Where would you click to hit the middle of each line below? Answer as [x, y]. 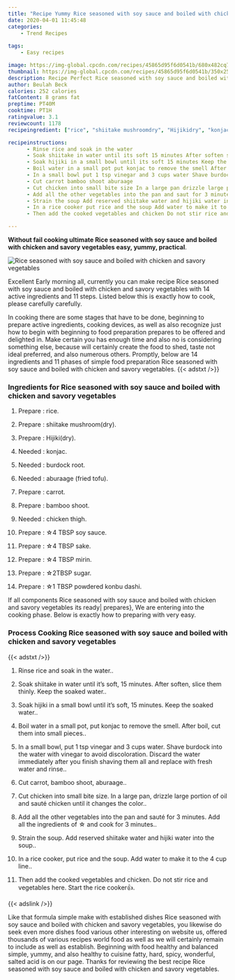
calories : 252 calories [43, 91]
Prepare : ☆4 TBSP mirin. [55, 560]
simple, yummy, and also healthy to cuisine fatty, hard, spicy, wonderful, [112, 954]
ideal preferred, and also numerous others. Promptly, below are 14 [103, 354]
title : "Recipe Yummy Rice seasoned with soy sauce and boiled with [109, 14]
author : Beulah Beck [38, 84]
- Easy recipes [43, 53]
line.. [25, 866]
